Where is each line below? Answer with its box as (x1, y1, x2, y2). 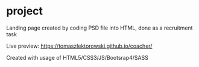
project (6, 4, 43, 18)
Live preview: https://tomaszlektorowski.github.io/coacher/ (6, 42, 153, 49)
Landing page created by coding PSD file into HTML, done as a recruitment (6, 24, 193, 31)
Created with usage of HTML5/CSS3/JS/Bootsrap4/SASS (6, 54, 149, 61)
